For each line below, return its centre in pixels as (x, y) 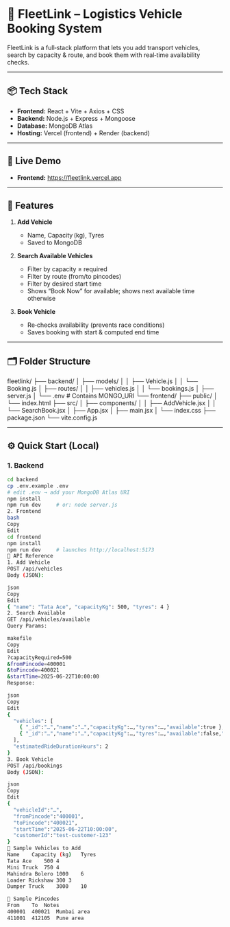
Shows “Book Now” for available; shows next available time (111, 291)
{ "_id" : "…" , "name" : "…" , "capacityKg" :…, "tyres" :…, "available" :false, (121, 734)
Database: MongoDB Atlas (55, 126)
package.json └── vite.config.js (52, 417)
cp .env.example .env (38, 486)
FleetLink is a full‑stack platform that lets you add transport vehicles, (104, 47)
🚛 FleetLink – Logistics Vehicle (95, 14)
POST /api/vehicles (35, 569)
